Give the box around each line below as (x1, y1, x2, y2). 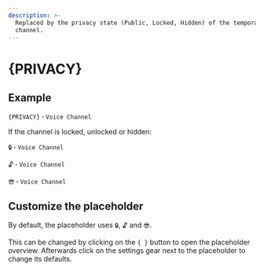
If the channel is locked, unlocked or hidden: (8, 127, 152, 137)
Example (8, 91, 52, 104)
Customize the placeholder (8, 200, 144, 213)
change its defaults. (8, 255, 72, 264)
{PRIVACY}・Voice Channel (8, 113, 92, 122)
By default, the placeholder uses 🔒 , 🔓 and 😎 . (8, 221, 152, 230)
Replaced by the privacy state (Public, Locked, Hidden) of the (15, 19, 230, 27)
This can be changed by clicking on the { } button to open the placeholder (8, 237, 250, 247)
